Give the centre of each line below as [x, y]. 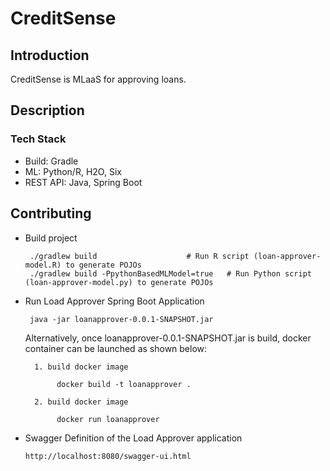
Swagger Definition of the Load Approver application [133, 438]
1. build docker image [81, 367]
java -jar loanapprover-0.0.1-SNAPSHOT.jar [121, 319]
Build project [51, 238]
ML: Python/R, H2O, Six [73, 171]
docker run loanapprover [108, 419]
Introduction [50, 55]
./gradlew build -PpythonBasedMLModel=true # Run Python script [170, 273]
